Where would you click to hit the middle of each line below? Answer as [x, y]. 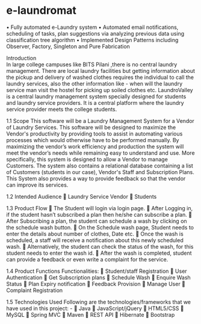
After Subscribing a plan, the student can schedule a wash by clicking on [97, 221]
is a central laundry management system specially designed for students [96, 96]
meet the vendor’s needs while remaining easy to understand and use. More [100, 153]
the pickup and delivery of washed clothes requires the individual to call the [100, 77]
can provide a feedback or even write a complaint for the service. [87, 259]
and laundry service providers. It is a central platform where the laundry [95, 102]
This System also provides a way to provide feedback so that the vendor [96, 178]
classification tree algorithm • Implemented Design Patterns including [92, 40]
